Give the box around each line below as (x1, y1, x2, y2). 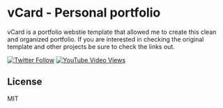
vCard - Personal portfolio (7, 5, 161, 21)
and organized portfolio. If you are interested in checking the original (7, 35, 204, 43)
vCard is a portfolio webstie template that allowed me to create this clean (7, 28, 217, 36)
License (7, 76, 43, 88)
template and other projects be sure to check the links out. (7, 42, 176, 51)
